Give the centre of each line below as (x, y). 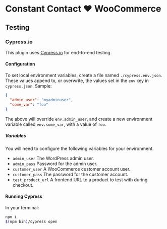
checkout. (23, 185)
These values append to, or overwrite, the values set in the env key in (77, 81)
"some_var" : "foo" (29, 104)
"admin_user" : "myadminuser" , (41, 100)
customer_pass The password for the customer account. (70, 174)
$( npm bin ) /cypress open (31, 221)
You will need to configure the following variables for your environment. (79, 148)
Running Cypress (24, 196)
